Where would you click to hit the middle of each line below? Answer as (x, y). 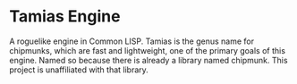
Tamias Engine (65, 17)
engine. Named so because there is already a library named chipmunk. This (148, 60)
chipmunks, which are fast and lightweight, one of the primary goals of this (148, 50)
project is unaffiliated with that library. (79, 70)
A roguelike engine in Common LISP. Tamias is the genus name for (132, 41)
